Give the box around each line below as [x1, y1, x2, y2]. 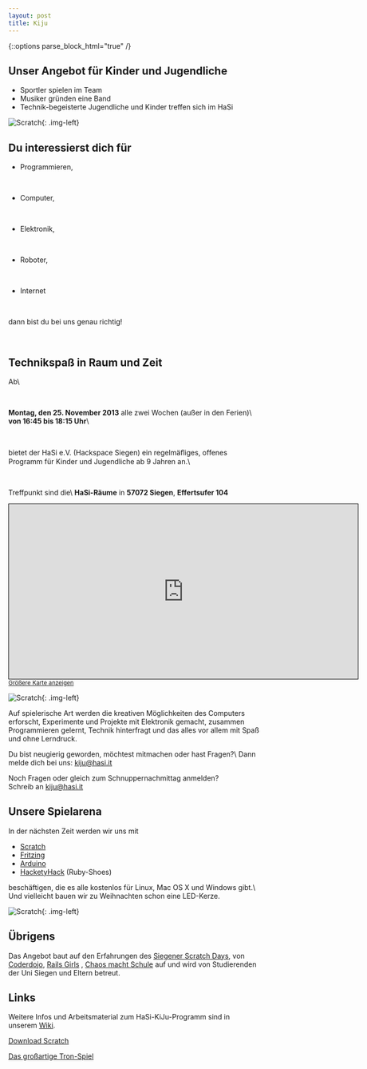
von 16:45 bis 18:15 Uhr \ [8, 416, 89, 426]
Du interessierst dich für [8, 141, 132, 154]
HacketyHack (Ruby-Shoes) [19, 867, 112, 876]
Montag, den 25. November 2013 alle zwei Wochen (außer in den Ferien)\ [8, 407, 253, 417]
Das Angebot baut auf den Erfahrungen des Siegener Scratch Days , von [8, 951, 245, 960]
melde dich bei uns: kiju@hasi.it [8, 757, 112, 767]
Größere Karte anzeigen [8, 678, 74, 687]
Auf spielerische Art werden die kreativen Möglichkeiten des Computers [8, 708, 246, 717]
